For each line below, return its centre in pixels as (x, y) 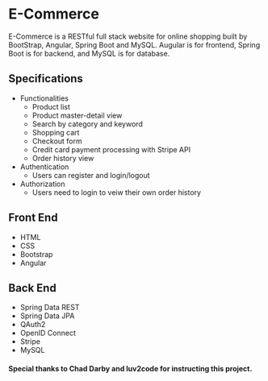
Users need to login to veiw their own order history (117, 192)
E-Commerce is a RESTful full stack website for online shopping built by (128, 36)
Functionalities (44, 98)
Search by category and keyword (87, 124)
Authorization (43, 184)
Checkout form (57, 141)
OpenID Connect (48, 333)
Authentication (44, 167)
